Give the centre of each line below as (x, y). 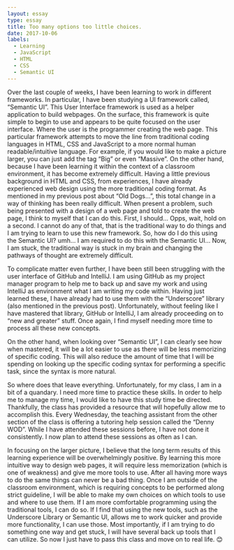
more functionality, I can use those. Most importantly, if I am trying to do (111, 524)
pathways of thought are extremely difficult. (71, 255)
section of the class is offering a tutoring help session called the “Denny (111, 422)
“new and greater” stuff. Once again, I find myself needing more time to (110, 320)
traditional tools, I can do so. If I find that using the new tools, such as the (112, 510)
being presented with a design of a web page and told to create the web (111, 211)
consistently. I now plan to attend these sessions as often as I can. (102, 436)
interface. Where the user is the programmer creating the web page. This (112, 129)
